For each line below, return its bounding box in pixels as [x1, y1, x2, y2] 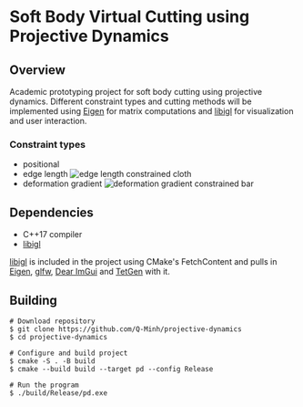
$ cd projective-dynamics [9, 332, 107, 341]
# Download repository [9, 317, 96, 326]
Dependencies [9, 204, 94, 220]
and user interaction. [9, 116, 87, 126]
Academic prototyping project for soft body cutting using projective [9, 87, 262, 97]
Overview [9, 62, 66, 78]
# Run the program [9, 381, 79, 390]
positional [22, 159, 60, 170]
